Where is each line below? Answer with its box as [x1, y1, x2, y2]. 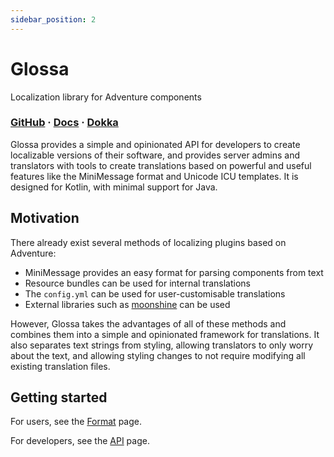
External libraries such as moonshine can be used [24, 298, 231, 310]
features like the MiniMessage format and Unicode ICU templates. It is [10, 170, 299, 182]
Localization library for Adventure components [10, 91, 202, 103]
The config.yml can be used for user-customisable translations [24, 287, 286, 300]
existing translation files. [10, 360, 111, 372]
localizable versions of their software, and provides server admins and [10, 149, 301, 161]
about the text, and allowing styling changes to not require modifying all [10, 349, 306, 361]
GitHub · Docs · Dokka [10, 116, 119, 130]
